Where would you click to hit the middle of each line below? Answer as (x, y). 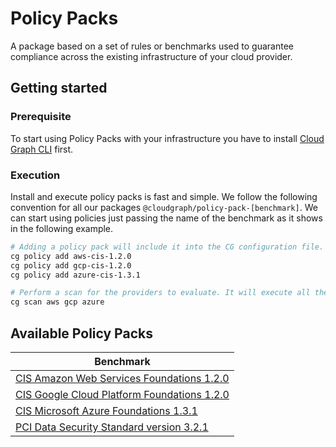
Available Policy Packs (81, 333)
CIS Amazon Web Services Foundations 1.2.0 (122, 378)
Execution (35, 175)
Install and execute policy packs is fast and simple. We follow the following (164, 196)
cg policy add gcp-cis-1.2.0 (71, 265)
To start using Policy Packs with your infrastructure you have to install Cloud (167, 138)
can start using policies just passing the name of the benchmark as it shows (166, 218)
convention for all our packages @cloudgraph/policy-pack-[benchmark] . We (164, 207)
